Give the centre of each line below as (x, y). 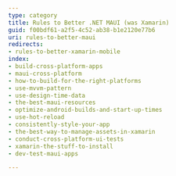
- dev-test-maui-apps (43, 153)
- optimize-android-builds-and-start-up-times (85, 110)
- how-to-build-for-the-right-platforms (75, 81)
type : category (33, 15)
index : (19, 59)
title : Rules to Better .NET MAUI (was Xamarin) (89, 23)
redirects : (26, 45)
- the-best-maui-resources (52, 102)
